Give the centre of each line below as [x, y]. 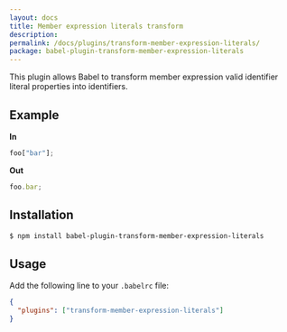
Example [34, 115]
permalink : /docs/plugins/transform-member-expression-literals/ [134, 43]
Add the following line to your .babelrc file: [89, 286]
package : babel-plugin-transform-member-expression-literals [127, 51]
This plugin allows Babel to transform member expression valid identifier [144, 77]
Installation [42, 215]
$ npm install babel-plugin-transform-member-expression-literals [137, 235]
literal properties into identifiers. [69, 87]
